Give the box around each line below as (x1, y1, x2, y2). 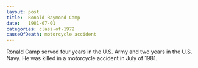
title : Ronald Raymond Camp (6, 15, 80, 21)
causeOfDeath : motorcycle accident (6, 32, 97, 38)
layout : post (6, 8, 40, 15)
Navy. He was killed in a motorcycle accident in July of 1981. (6, 55, 157, 62)
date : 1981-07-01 (6, 20, 56, 26)
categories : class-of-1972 (6, 25, 75, 32)
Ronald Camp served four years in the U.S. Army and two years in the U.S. (6, 48, 193, 55)
